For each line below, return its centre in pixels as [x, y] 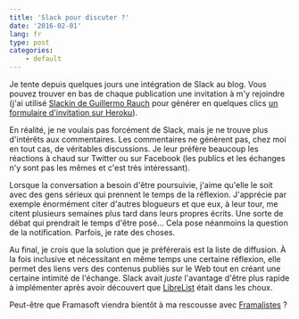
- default [44, 59]
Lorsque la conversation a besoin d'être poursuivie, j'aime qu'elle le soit [141, 185]
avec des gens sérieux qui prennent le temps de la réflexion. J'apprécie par [148, 194]
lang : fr [25, 34]
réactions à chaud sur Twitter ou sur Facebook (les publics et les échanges [147, 158]
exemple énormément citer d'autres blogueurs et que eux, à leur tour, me [144, 204]
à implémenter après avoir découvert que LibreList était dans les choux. [141, 287]
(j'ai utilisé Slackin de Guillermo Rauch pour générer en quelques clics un [144, 103]
